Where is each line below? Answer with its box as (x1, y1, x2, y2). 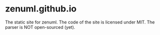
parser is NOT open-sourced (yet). (5, 24, 75, 30)
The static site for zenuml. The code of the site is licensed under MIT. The (5, 19, 155, 25)
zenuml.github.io (5, 3, 77, 14)
